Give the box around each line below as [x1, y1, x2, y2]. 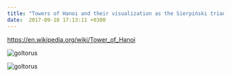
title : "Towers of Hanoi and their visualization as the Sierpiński [7, 10, 208, 17]
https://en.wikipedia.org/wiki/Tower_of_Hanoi [7, 35, 136, 43]
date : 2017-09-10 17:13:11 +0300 [7, 16, 107, 23]
